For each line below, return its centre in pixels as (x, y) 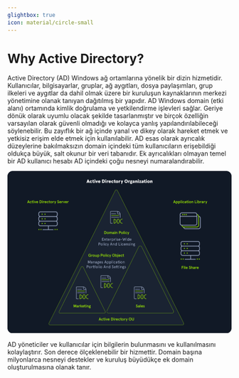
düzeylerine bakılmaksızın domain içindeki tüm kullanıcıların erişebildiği (112, 146)
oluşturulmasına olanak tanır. (49, 367)
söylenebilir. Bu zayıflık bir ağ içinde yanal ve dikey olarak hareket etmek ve (118, 131)
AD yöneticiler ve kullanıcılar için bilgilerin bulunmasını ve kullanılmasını (112, 344)
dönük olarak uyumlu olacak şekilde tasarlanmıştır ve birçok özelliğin (108, 116)
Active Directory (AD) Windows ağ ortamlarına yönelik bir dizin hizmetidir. (115, 78)
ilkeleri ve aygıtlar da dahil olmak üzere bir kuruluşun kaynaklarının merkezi (117, 93)
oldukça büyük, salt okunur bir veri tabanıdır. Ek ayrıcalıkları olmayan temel (117, 153)
